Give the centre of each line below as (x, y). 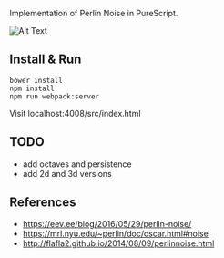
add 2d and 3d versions (67, 173)
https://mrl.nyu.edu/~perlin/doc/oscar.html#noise (116, 234)
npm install (32, 88)
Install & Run (46, 60)
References (43, 203)
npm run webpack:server (55, 96)
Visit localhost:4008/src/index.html (75, 113)
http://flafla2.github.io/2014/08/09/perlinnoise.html (118, 243)
